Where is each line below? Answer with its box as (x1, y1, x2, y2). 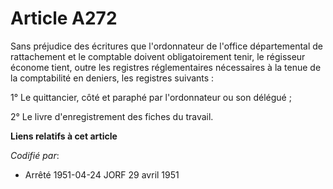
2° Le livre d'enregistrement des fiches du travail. (10, 110, 214, 122)
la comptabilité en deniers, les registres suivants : (10, 72, 215, 84)
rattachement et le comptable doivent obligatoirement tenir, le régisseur (10, 50, 306, 62)
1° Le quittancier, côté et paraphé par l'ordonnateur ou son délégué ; (10, 91, 292, 103)
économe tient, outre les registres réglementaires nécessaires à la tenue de (10, 61, 322, 73)
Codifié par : (10, 149, 60, 161)
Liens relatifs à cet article (10, 130, 118, 142)
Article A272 (10, 7, 118, 30)
